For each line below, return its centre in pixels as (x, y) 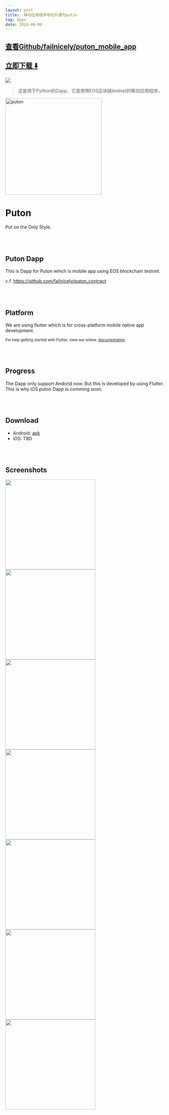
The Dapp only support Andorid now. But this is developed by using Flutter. (85, 383)
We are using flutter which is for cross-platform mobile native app (75, 325)
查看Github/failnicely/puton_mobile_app (71, 47)
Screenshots (26, 470)
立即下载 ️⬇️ (22, 66)
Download (22, 420)
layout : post (19, 10)
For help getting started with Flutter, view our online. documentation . (66, 340)
